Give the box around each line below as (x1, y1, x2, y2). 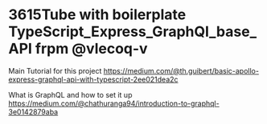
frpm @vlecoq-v (35, 40, 148, 58)
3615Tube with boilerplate (8, 6, 187, 24)
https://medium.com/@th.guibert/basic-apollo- (103, 66, 260, 75)
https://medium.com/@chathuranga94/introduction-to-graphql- (8, 98, 220, 108)
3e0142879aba (8, 106, 59, 117)
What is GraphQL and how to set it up (8, 90, 133, 99)
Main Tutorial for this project (8, 66, 102, 75)
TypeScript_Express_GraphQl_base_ (8, 22, 257, 41)
